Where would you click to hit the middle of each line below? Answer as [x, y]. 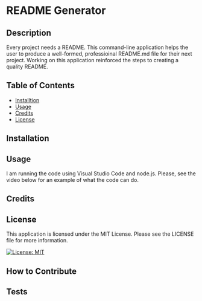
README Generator [56, 11]
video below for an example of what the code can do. [72, 180]
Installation [28, 139]
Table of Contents [41, 86]
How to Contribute [42, 271]
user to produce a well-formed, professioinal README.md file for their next [99, 54]
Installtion [27, 100]
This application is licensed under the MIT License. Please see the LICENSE [100, 234]
